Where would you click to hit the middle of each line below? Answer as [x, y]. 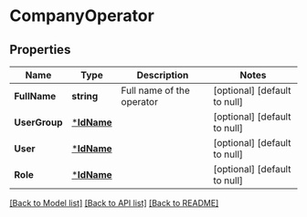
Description [163, 75]
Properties [40, 50]
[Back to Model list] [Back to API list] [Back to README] [114, 203]
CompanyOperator [82, 16]
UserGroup [38, 122]
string [85, 96]
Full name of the [155, 90]
